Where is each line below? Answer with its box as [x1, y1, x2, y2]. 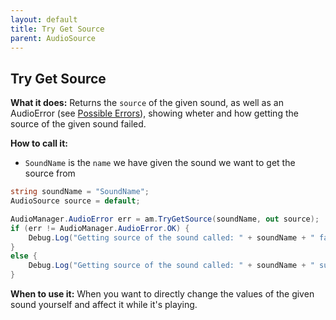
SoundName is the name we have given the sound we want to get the [24, 157, 296, 169]
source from [24, 167, 76, 180]
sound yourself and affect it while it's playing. [10, 299, 198, 311]
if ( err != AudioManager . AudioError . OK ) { [10, 223, 190, 233]
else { [10, 251, 38, 261]
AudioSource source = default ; [10, 196, 141, 206]
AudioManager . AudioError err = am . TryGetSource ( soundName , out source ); [10, 214, 320, 224]
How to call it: [10, 137, 68, 150]
